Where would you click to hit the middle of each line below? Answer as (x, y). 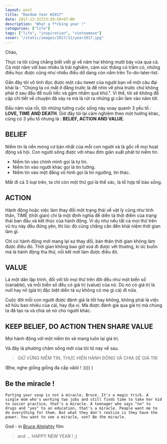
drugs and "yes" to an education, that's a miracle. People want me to (81, 408)
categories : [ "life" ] (28, 29)
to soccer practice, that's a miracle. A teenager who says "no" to (78, 404)
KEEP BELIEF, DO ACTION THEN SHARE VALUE (79, 326)
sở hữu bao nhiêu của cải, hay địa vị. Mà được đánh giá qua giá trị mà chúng (84, 305)
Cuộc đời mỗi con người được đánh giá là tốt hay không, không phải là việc (82, 300)
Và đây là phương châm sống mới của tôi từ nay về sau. (62, 348)
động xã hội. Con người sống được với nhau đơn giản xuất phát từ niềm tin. (82, 152)
